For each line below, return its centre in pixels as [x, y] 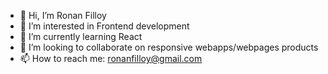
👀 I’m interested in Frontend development [104, 26]
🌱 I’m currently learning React [81, 36]
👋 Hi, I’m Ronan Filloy [63, 15]
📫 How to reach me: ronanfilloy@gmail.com [111, 58]
